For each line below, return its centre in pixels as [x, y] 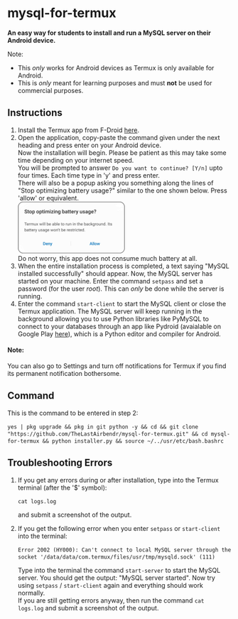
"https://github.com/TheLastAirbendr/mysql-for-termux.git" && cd [108, 434]
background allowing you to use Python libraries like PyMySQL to [113, 318]
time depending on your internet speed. [76, 160]
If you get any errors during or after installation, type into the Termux [118, 480]
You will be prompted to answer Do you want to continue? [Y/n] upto [120, 168]
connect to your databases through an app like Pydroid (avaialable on [119, 326]
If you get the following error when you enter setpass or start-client [119, 528]
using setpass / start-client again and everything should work [110, 585]
